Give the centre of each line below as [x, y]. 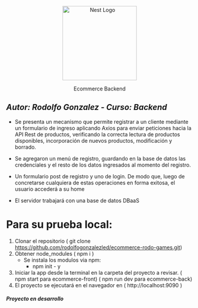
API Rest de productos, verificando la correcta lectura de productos [97, 134]
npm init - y [47, 266]
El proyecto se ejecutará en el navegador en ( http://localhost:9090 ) [98, 285]
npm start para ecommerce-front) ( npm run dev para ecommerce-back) [103, 279]
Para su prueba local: [59, 224]
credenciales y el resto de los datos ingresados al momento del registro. [103, 165]
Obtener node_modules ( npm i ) [54, 253]
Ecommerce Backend [100, 89]
